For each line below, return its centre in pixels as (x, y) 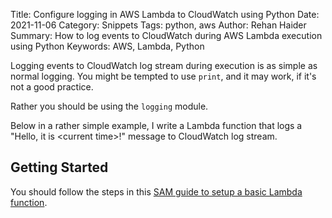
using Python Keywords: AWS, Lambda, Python (107, 46)
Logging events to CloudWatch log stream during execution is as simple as (164, 65)
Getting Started (59, 167)
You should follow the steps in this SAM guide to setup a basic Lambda (156, 191)
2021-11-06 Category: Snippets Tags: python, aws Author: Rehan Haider (158, 25)
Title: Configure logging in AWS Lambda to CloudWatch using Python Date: (165, 14)
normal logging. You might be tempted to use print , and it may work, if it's (163, 76)
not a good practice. (52, 87)
